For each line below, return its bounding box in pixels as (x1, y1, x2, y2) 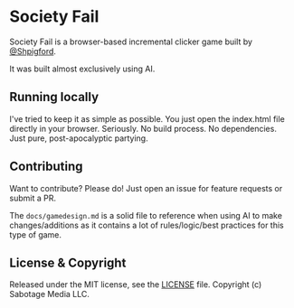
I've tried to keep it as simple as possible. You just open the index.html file (9, 113, 285, 124)
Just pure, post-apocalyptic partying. (9, 133, 148, 144)
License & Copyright (9, 255, 127, 270)
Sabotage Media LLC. (9, 289, 90, 300)
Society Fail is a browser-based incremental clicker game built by (9, 36, 253, 47)
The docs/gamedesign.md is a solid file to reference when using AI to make (9, 210, 283, 220)
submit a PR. (9, 192, 57, 203)
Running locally (9, 89, 100, 105)
